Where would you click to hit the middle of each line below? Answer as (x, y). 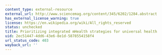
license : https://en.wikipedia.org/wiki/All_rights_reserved (68, 23)
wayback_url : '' (21, 45)
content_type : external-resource (39, 9)
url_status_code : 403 (27, 41)
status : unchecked (24, 27)
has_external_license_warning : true (42, 18)
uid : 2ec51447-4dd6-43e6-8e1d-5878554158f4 (50, 36)
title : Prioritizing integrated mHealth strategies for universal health (81, 32)
